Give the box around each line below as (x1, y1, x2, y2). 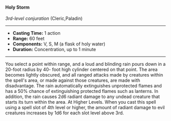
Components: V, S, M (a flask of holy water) (12, 41, 106, 47)
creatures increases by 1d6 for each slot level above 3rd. (5, 110, 124, 116)
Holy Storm (5, 4, 30, 10)
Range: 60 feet (12, 36, 45, 42)
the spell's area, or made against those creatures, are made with (5, 77, 140, 84)
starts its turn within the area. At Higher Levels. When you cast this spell (5, 99, 156, 105)
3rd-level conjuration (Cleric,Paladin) (5, 15, 83, 21)
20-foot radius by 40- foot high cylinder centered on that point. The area (5, 66, 158, 72)
